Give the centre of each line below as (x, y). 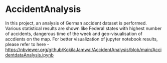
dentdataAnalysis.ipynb (30, 55)
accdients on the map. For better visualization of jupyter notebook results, (81, 39)
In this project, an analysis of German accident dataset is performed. (76, 23)
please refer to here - (27, 44)
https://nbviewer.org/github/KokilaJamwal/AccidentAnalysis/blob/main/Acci (83, 49)
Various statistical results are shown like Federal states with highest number (83, 28)
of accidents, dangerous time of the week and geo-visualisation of (74, 33)
